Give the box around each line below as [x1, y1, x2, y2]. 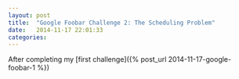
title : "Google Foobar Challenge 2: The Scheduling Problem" [8, 19, 215, 27]
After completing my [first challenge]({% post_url [8, 55, 167, 64]
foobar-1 [8, 63, 35, 73]
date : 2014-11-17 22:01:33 [8, 26, 103, 34]
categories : [8, 33, 47, 41]
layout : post [8, 11, 51, 20]
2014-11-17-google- [168, 55, 232, 64]
